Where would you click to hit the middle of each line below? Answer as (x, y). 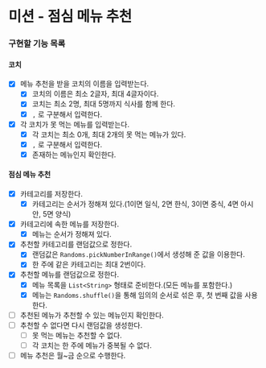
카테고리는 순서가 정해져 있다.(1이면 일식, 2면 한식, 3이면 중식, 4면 (135, 204)
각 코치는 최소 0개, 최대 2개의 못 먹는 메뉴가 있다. (109, 134)
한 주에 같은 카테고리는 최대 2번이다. (89, 265)
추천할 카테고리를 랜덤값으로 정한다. (76, 244)
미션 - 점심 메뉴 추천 (70, 17)
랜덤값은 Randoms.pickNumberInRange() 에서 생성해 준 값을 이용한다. (138, 254)
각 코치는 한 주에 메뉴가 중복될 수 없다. (92, 345)
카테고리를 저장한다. (51, 194)
